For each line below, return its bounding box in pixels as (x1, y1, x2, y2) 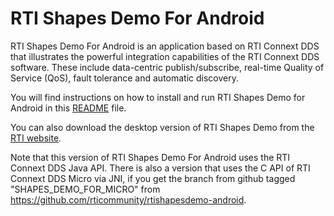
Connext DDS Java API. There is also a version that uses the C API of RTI (10, 162, 311, 174)
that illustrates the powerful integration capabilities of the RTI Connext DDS (10, 50, 320, 62)
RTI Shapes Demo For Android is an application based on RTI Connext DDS (10, 40, 320, 52)
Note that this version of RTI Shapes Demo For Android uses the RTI (10, 151, 291, 163)
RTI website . (10, 132, 62, 144)
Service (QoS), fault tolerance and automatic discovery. (10, 72, 240, 84)
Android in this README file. (10, 102, 127, 114)
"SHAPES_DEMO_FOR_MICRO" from (10, 183, 161, 195)
